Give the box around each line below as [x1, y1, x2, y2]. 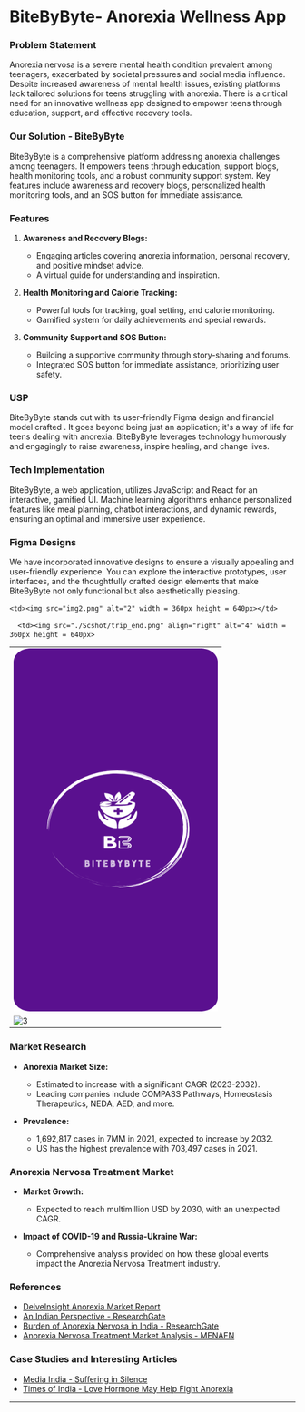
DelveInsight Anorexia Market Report [22, 1301, 161, 1312]
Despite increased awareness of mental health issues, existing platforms [9, 79, 280, 90]
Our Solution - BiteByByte [9, 130, 125, 142]
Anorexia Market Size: [22, 1061, 109, 1072]
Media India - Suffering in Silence [22, 1373, 148, 1385]
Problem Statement [9, 39, 97, 52]
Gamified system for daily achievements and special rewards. [35, 315, 267, 326]
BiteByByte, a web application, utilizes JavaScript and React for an [9, 484, 258, 495]
